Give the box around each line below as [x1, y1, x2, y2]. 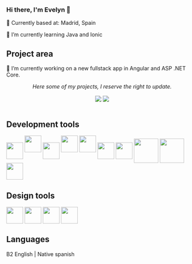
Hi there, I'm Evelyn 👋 [6, 5, 71, 14]
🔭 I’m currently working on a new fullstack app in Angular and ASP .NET [6, 65, 187, 72]
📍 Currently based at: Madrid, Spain [6, 19, 96, 27]
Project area [6, 49, 53, 59]
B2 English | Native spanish [6, 250, 75, 257]
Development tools [6, 119, 80, 129]
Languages [6, 234, 50, 245]
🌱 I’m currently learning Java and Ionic [6, 31, 103, 38]
